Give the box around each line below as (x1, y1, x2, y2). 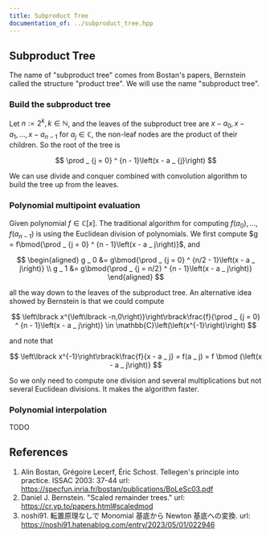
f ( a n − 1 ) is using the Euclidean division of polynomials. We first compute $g (9, 228, 259, 240)
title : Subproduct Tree (9, 11, 89, 20)
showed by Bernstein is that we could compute (9, 296, 165, 305)
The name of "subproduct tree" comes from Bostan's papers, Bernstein (9, 70, 246, 80)
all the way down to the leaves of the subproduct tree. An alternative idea (9, 287, 252, 297)
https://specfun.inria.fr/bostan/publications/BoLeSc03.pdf (20, 484, 214, 494)
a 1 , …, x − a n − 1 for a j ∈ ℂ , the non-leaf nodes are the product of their (9, 129, 238, 141)
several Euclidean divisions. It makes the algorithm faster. (9, 383, 199, 394)
